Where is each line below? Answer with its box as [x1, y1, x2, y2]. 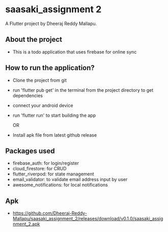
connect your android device [12, 102, 73, 108]
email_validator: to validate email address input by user [12, 176, 128, 183]
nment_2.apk [12, 221, 40, 227]
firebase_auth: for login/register [12, 160, 79, 166]
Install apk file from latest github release [12, 132, 97, 138]
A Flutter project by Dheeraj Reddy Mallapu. [5, 20, 97, 27]
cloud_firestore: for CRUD [12, 166, 67, 172]
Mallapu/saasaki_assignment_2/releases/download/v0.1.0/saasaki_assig [12, 216, 163, 222]
